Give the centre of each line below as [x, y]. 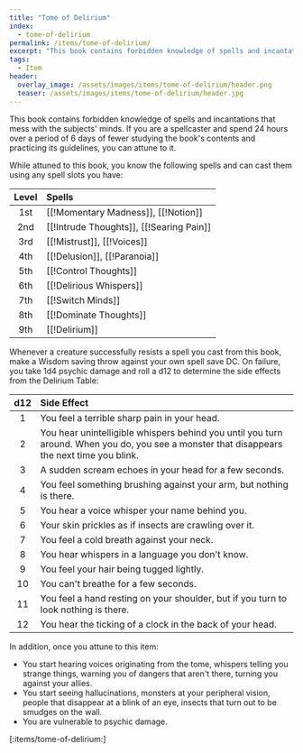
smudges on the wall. [62, 712]
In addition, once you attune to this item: [84, 647]
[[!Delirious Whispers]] [95, 285]
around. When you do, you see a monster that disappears [161, 444]
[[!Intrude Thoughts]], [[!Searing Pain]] [129, 226]
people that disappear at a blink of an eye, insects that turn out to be [150, 702]
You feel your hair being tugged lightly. [122, 569]
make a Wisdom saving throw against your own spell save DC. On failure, [145, 361]
